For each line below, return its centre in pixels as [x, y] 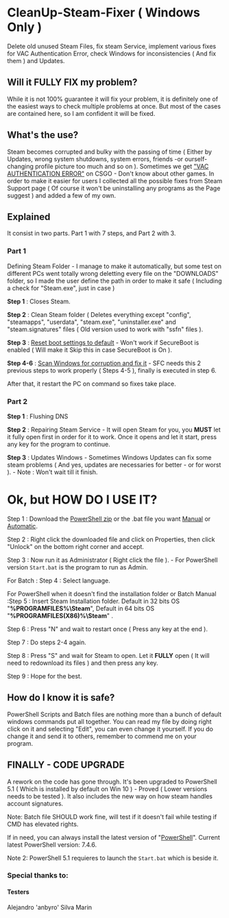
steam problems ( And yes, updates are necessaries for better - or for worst [114, 464]
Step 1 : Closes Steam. [39, 301]
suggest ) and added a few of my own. [62, 195]
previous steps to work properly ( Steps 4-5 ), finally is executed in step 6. [112, 370]
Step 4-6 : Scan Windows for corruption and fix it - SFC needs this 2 [104, 363]
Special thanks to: [38, 875]
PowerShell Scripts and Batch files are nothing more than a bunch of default [114, 714]
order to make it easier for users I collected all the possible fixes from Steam [115, 180]
